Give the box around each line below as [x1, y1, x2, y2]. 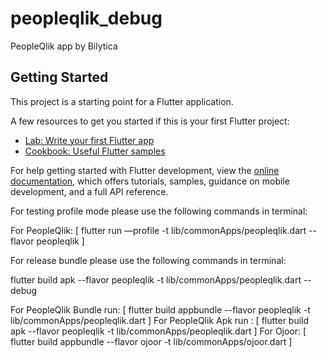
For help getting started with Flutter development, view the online [10, 164, 280, 176]
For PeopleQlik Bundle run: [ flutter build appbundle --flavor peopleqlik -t [10, 303, 311, 316]
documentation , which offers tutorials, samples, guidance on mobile [10, 175, 290, 187]
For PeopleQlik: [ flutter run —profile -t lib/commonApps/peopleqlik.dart [10, 224, 307, 236]
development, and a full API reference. [10, 185, 169, 197]
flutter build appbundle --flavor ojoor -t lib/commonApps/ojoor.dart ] [10, 335, 293, 347]
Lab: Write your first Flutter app [24, 134, 155, 146]
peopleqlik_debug [10, 7, 163, 30]
